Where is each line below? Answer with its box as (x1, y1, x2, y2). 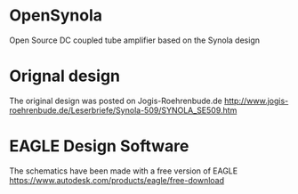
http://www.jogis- (223, 95, 289, 106)
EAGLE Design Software (9, 136, 189, 157)
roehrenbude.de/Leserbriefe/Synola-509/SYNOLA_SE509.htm (9, 104, 238, 116)
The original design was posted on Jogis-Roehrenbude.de (9, 95, 222, 106)
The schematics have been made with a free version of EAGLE (9, 166, 238, 176)
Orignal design (9, 66, 121, 86)
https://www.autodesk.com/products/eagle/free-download (9, 174, 225, 185)
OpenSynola (9, 5, 102, 26)
